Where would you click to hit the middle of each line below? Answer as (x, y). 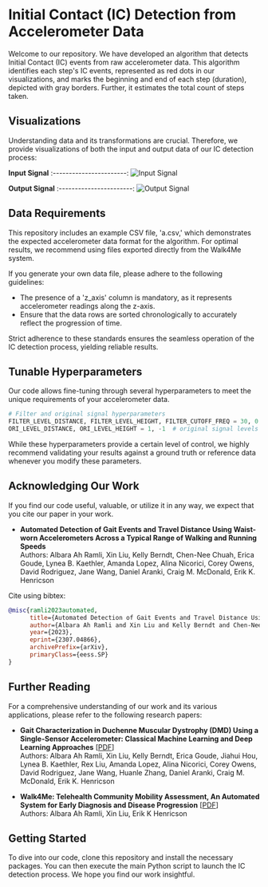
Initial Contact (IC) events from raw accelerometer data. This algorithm (124, 62)
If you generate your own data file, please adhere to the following (116, 274)
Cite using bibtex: (37, 595)
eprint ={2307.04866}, (65, 640)
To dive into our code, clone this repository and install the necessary (121, 857)
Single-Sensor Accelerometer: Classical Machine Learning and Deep (136, 739)
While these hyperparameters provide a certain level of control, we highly (129, 444)
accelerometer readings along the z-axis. (87, 306)
